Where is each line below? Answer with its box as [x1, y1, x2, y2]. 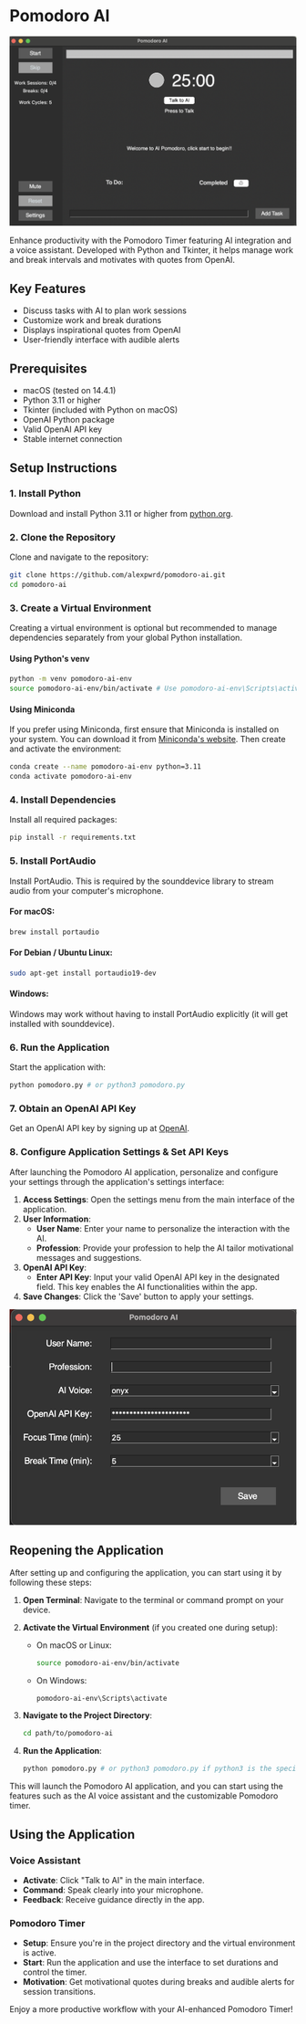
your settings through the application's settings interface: [9, 1176, 225, 1187]
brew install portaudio [9, 928, 100, 937]
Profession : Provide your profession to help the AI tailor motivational [36, 1243, 294, 1253]
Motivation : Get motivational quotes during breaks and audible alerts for [22, 1977, 295, 1987]
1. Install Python [9, 488, 82, 500]
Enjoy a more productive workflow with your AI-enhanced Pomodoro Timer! [9, 2004, 293, 2015]
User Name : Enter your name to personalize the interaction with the [36, 1222, 291, 1233]
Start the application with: [9, 1062, 107, 1073]
